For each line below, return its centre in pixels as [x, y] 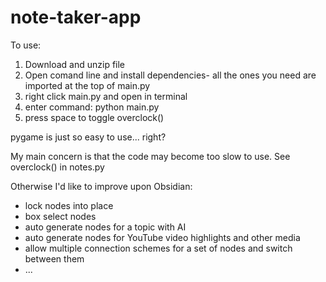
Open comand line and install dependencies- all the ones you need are [170, 75]
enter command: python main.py [92, 107]
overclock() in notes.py [57, 167]
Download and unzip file [75, 64]
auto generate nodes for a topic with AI [105, 227]
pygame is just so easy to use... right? [88, 137]
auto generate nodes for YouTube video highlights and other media [162, 237]
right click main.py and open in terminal [106, 96]
